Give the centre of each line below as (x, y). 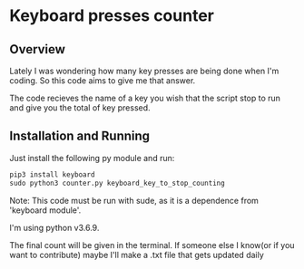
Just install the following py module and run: (92, 158)
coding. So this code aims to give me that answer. (103, 81)
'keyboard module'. (45, 210)
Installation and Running (80, 136)
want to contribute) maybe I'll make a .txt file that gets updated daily (137, 255)
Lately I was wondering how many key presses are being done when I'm (144, 71)
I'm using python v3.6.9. (54, 227)
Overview (38, 49)
